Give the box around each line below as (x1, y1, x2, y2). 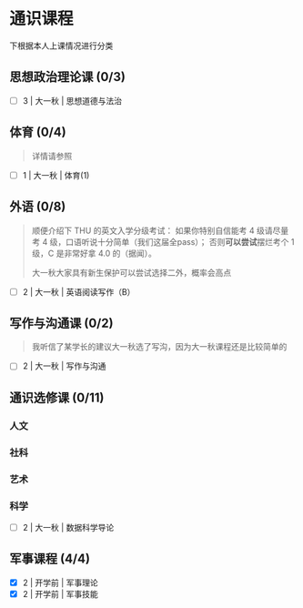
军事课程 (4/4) (9, 552, 91, 567)
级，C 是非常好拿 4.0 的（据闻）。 (31, 248, 157, 258)
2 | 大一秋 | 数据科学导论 (22, 522, 115, 532)
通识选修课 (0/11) (9, 390, 105, 405)
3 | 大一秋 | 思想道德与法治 (22, 95, 123, 106)
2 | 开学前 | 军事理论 (22, 577, 98, 588)
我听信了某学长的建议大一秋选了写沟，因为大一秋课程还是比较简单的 (31, 341, 288, 352)
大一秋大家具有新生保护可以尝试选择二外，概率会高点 (31, 267, 232, 278)
